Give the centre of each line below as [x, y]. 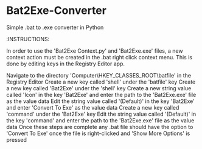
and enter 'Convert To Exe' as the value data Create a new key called [93, 107]
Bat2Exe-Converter [56, 11]
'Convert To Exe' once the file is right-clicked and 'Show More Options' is [98, 133]
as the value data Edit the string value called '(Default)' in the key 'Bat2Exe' [100, 101]
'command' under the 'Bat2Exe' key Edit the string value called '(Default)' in [101, 114]
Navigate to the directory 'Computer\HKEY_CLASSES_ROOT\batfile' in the [99, 75]
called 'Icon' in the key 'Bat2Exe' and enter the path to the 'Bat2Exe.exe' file [101, 94]
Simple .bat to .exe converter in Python [55, 27]
